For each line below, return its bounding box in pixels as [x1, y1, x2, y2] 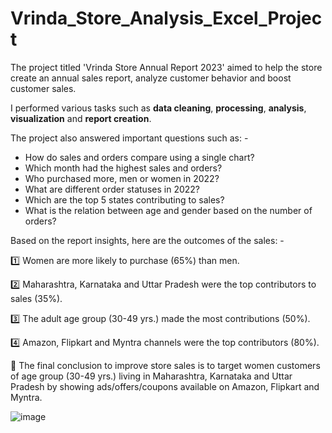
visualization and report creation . [10, 112, 152, 124]
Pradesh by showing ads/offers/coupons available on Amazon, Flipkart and [10, 380, 320, 392]
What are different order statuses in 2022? [24, 183, 200, 195]
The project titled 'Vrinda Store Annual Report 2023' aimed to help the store [10, 61, 323, 73]
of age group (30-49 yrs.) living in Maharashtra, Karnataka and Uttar [10, 370, 293, 382]
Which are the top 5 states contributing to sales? [24, 193, 225, 206]
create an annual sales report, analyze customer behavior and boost [10, 72, 292, 84]
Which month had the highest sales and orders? [24, 162, 223, 174]
